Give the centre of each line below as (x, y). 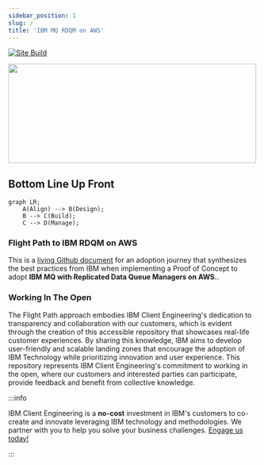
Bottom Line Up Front (61, 184)
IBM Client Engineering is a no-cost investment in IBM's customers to (122, 413)
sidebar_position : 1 (42, 15)
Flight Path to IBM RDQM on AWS (73, 243)
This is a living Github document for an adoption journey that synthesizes (128, 260)
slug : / (21, 23)
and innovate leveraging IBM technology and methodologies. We (136, 421)
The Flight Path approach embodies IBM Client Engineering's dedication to (130, 315)
